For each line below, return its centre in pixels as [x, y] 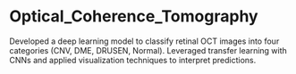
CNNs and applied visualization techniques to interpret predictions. [133, 60]
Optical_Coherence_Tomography [134, 16]
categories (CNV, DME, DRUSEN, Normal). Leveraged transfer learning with [148, 50]
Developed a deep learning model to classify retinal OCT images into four [144, 41]
